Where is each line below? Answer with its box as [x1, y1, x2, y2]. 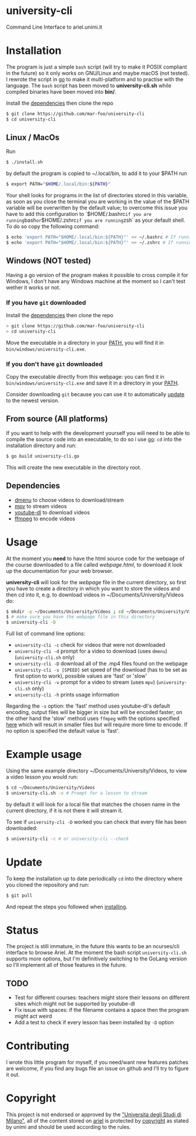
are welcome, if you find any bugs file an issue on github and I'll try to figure [6, 1065, 189, 1072]
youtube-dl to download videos [14, 509, 90, 516]
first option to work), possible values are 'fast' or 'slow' [14, 672, 148, 679]
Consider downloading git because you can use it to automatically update [6, 391, 185, 398]
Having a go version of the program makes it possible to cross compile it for [6, 271, 188, 279]
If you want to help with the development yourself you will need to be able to [6, 429, 190, 437]
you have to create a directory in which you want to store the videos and [6, 585, 180, 592]
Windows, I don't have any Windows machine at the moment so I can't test [6, 277, 185, 284]
